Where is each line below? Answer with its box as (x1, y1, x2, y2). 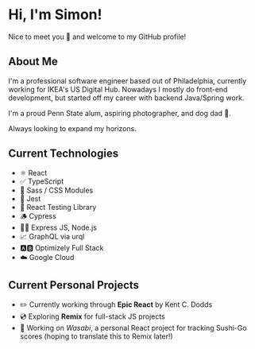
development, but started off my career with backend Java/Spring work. (8, 93, 245, 103)
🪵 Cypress (19, 211, 57, 220)
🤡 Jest (19, 193, 41, 204)
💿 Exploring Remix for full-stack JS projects (19, 312, 165, 321)
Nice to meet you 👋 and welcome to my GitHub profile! (8, 32, 187, 41)
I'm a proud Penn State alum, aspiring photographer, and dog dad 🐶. (8, 108, 232, 118)
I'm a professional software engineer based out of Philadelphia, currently (8, 76, 247, 85)
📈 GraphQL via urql (19, 231, 85, 241)
